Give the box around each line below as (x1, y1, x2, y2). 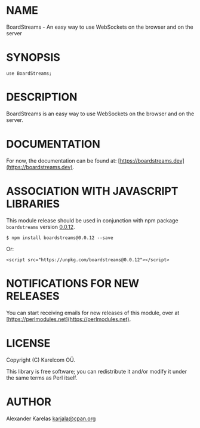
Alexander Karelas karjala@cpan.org (6, 415, 96, 422)
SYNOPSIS (6, 51, 61, 65)
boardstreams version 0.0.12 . (6, 223, 75, 230)
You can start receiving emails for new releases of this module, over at (6, 309, 180, 316)
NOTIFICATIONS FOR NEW (6, 276, 140, 290)
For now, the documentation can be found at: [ (6, 157, 121, 164)
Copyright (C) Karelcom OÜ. (6, 356, 76, 363)
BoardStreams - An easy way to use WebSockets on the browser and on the (6, 23, 193, 30)
